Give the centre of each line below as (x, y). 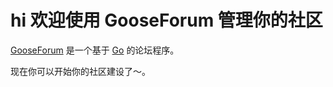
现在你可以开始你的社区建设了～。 (80, 71)
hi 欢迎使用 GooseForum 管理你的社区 (166, 20)
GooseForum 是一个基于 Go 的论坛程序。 (95, 50)
